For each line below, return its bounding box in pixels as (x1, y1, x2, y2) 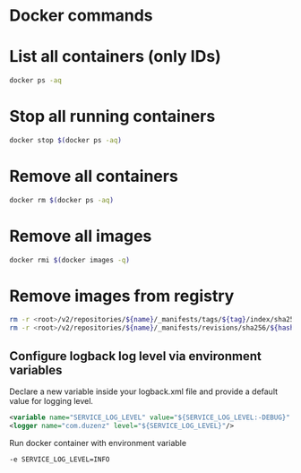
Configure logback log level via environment (9, 348, 262, 364)
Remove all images (9, 226, 152, 246)
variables (9, 362, 63, 377)
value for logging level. (9, 395, 94, 406)
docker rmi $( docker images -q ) (9, 255, 130, 264)
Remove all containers (9, 167, 179, 186)
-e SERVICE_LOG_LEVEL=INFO (9, 454, 110, 464)
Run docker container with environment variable (9, 437, 186, 448)
